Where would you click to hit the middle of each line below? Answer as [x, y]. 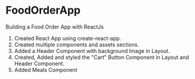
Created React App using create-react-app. [68, 38]
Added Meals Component [46, 69]
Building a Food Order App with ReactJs [55, 27]
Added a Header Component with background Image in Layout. [92, 50]
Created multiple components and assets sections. [77, 45]
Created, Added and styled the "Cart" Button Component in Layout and [101, 57]
